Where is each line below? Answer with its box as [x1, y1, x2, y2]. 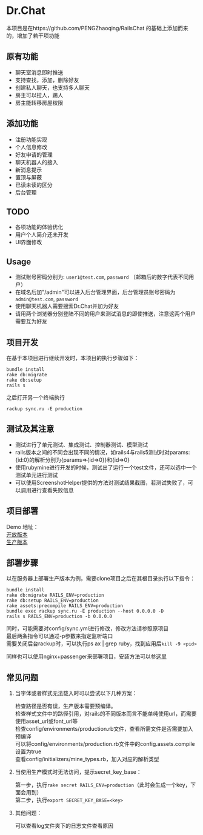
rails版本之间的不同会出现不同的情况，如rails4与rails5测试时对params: [15, 448, 190, 456]
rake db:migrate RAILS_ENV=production [6, 592, 104, 599]
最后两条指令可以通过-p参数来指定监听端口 [6, 633, 113, 640]
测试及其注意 [6, 424, 55, 434]
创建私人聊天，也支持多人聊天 [15, 84, 90, 91]
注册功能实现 [15, 136, 47, 143]
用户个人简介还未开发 [15, 231, 68, 238]
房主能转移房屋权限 [15, 99, 64, 106]
